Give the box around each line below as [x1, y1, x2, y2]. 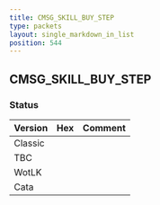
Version [13, 121, 49, 134]
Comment [82, 121, 126, 134]
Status [9, 98, 39, 111]
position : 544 [9, 38, 63, 48]
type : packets [9, 22, 63, 31]
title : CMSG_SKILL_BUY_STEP [9, 13, 115, 22]
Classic [13, 137, 45, 149]
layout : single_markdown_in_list [9, 30, 135, 39]
